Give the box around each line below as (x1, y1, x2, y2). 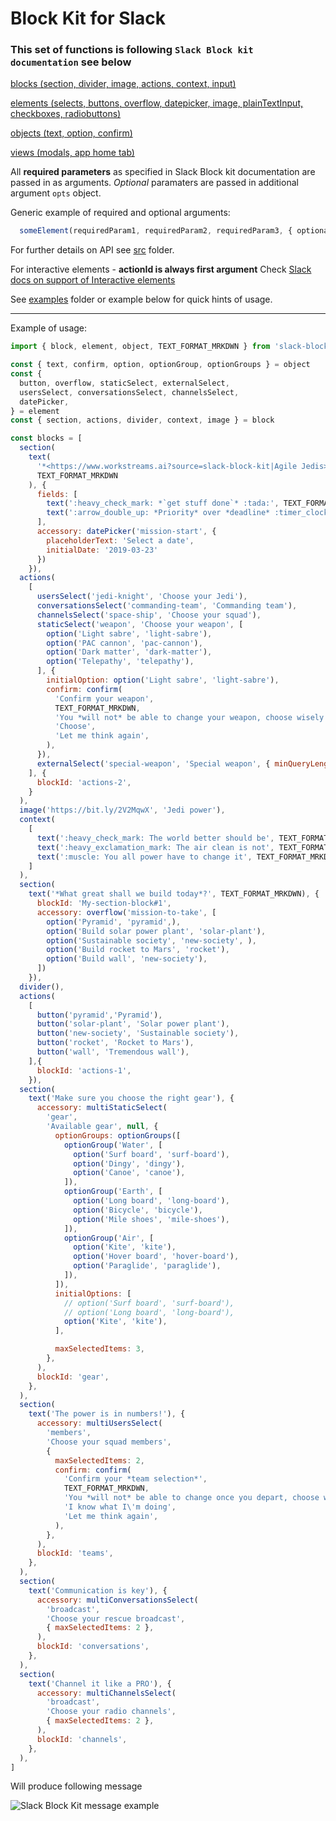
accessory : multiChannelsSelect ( (36, 1688, 177, 1698)
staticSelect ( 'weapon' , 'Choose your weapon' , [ (36, 619, 244, 629)
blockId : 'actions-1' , (36, 1065, 132, 1076)
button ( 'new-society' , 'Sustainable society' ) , (36, 1028, 240, 1039)
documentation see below (10, 55, 132, 69)
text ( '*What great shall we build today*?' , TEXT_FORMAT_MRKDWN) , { (28, 889, 320, 899)
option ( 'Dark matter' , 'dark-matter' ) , (46, 647, 213, 657)
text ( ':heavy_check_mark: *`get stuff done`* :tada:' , (46, 498, 280, 509)
